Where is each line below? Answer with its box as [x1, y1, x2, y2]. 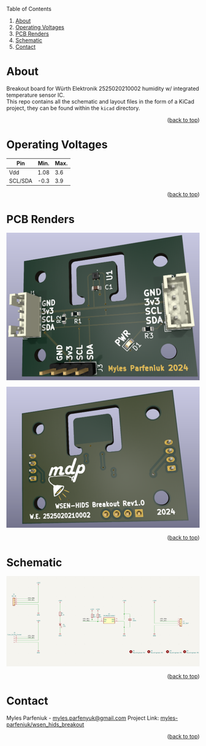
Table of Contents [6, 6, 52, 12]
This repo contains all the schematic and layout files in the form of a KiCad [6, 97, 195, 105]
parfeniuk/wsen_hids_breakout [6, 720, 85, 728]
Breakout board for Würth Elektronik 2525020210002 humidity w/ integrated [6, 85, 199, 92]
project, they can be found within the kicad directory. [6, 104, 140, 112]
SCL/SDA [9, 177, 32, 185]
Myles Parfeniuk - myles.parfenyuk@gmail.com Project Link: [6, 714, 159, 721]
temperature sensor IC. [6, 91, 65, 99]
